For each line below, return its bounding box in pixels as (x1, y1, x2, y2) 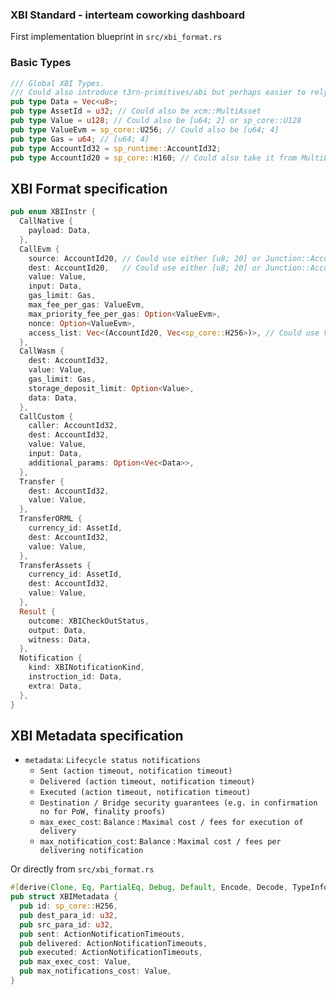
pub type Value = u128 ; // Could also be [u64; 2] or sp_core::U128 (10, 116, 302, 126)
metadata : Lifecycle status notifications (24, 754, 201, 766)
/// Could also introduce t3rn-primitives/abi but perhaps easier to (10, 88, 307, 98)
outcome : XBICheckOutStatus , (28, 616, 150, 626)
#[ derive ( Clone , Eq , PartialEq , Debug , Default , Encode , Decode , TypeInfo (10, 883, 329, 893)
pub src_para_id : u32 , (19, 919, 114, 930)
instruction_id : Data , (28, 672, 123, 682)
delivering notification (39, 846, 144, 856)
